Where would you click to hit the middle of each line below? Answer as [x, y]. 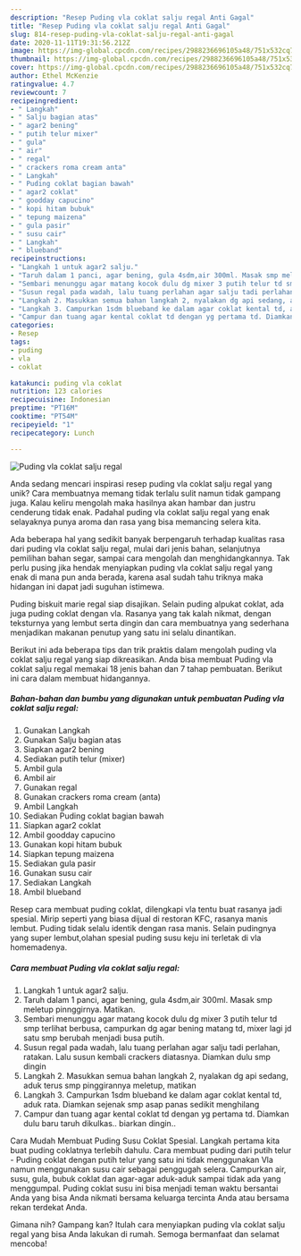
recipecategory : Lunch [52, 433]
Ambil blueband [52, 892]
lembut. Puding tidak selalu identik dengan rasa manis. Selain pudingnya [143, 929]
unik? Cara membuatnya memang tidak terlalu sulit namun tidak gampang [145, 493]
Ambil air [39, 778]
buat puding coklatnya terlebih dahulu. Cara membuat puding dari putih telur [151, 1150]
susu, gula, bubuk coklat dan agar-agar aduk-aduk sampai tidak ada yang [146, 1179]
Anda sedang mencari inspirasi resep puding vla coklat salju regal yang [141, 483]
